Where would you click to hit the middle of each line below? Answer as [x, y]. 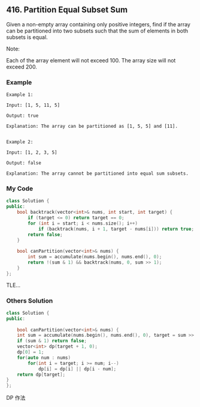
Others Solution [30, 301]
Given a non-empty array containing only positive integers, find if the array [98, 24]
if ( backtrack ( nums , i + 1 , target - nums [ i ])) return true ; [116, 229]
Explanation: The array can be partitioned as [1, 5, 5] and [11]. [92, 126]
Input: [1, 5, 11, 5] [33, 105]
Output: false [24, 163]
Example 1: [20, 95]
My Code [20, 188]
